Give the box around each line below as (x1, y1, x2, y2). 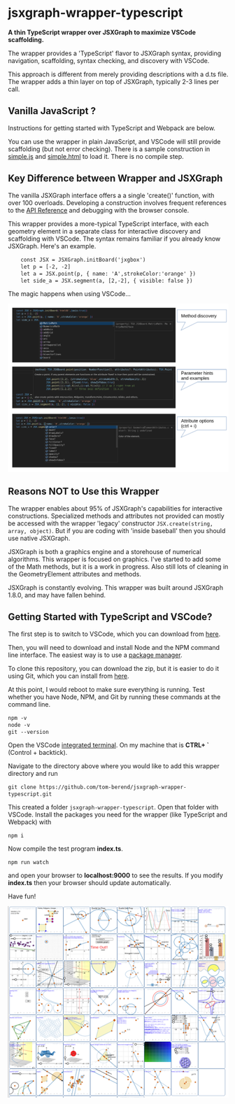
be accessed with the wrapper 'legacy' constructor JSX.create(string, (8, 519, 213, 528)
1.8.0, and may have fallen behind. (8, 590, 106, 599)
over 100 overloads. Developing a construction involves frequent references (8, 198, 227, 207)
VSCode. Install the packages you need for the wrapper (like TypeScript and (8, 810, 228, 819)
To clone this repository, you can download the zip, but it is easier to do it (8, 664, 220, 672)
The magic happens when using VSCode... (8, 289, 131, 298)
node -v (8, 721, 31, 728)
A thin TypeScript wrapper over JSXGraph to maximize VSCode (8, 28, 197, 36)
